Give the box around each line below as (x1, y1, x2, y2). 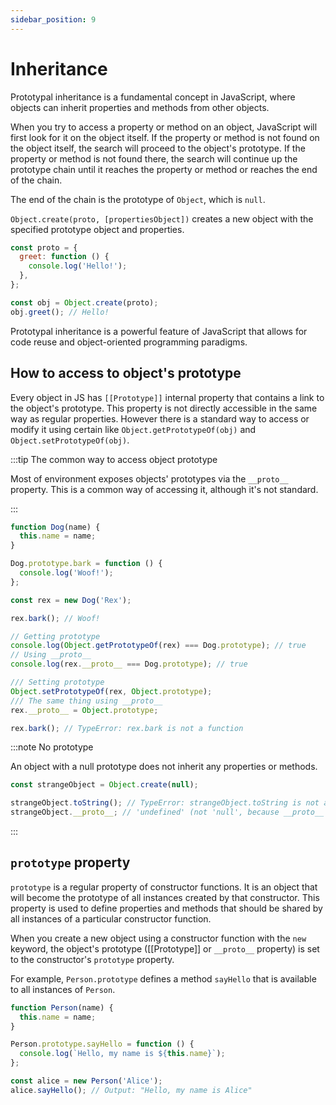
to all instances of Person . (10, 983, 116, 995)
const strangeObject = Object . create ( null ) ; (10, 780, 199, 790)
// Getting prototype (10, 631, 101, 641)
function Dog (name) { (10, 522, 101, 532)
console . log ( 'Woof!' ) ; (19, 568, 114, 578)
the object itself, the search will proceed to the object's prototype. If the (10, 142, 306, 154)
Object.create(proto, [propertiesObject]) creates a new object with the (10, 212, 314, 225)
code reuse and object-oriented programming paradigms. (10, 336, 248, 348)
